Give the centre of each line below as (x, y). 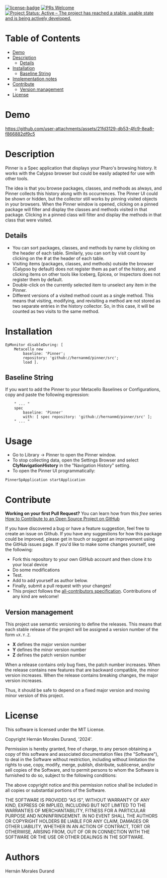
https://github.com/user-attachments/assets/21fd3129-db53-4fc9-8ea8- (80, 128)
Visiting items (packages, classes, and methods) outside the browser (83, 263)
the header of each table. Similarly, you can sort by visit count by (79, 253)
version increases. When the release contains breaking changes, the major (82, 675)
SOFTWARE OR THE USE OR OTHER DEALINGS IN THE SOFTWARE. (75, 837)
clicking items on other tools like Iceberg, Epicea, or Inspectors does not (86, 274)
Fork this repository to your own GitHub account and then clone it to (82, 559)
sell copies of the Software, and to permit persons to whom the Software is (82, 770)
